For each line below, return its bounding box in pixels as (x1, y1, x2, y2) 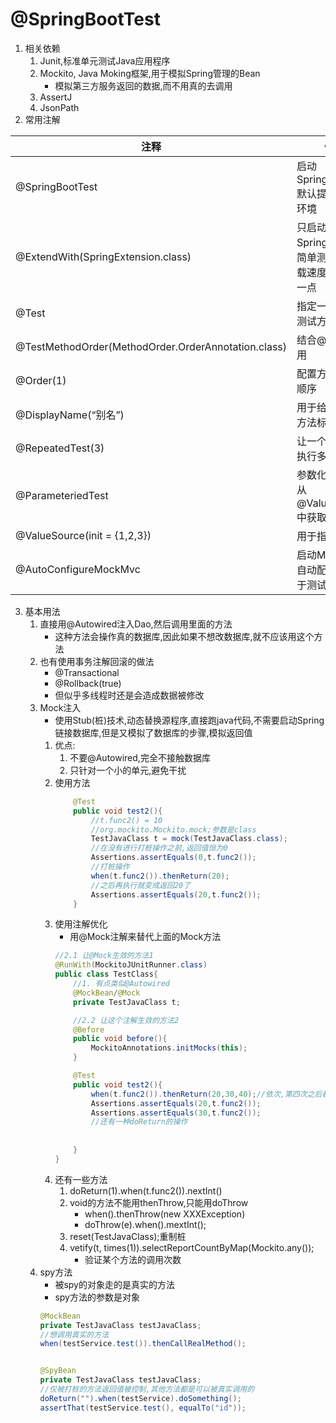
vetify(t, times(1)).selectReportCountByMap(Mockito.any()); (69, 1241, 315, 1253)
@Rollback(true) (54, 677, 122, 689)
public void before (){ (73, 1034, 168, 1044)
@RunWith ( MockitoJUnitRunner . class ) (54, 960, 208, 970)
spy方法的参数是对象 (54, 1291, 140, 1303)
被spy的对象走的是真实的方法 (54, 1278, 175, 1290)
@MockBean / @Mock (73, 988, 141, 998)
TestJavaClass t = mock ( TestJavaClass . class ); (90, 834, 288, 844)
